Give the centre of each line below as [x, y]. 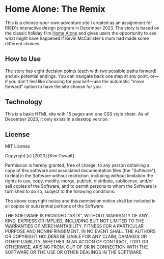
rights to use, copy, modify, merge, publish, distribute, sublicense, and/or [79, 181]
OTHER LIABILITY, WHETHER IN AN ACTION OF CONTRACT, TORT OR [77, 242]
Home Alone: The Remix [55, 9]
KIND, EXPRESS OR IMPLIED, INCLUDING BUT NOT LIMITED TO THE [75, 221]
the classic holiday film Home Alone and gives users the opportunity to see [81, 33]
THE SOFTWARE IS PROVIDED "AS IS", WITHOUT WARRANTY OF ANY [77, 216]
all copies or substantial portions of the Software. [55, 206]
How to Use [23, 59]
